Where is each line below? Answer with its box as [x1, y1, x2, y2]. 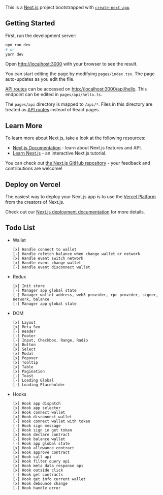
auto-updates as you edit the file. [5, 76, 75, 82]
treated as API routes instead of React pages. [5, 107, 100, 113]
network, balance [12, 297, 50, 302]
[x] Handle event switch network [12, 256, 84, 261]
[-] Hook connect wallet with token [12, 419, 90, 424]
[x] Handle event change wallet [12, 260, 81, 265]
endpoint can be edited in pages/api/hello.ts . [5, 91, 103, 98]
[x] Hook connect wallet [12, 410, 66, 415]
